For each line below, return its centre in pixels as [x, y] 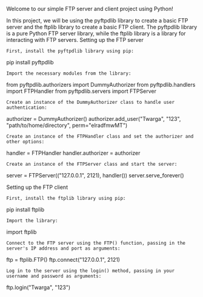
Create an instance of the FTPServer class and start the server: [92, 164]
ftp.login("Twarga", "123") [38, 287]
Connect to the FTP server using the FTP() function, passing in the [96, 243]
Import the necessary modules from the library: [69, 73]
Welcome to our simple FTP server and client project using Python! [90, 9]
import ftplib [22, 232]
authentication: [27, 108]
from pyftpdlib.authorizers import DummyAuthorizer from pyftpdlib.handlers [101, 85]
